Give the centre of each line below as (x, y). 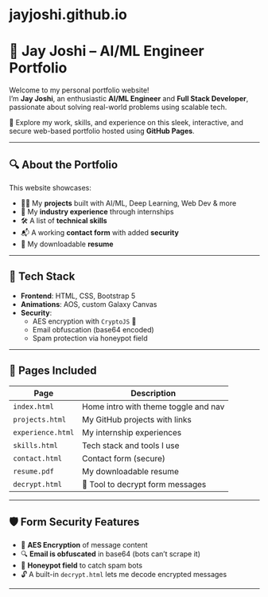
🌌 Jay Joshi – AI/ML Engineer (107, 51)
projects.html (40, 419)
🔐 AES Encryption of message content (84, 545)
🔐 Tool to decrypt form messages (144, 484)
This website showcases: (50, 187)
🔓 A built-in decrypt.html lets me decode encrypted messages (124, 575)
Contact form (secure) (124, 458)
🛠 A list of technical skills (64, 220)
